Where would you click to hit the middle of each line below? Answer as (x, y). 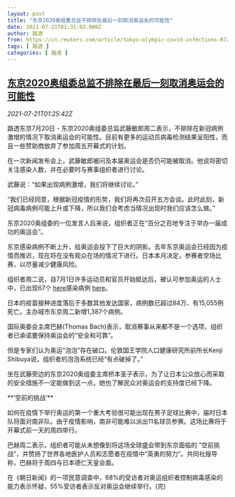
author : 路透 (25, 33)
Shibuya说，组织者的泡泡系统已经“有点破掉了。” (75, 359)
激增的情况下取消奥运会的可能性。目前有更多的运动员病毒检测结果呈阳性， (114, 137)
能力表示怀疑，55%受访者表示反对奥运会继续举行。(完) (87, 486)
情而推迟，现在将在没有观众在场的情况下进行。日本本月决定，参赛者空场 (111, 255)
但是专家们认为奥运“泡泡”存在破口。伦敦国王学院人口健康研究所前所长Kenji (115, 350)
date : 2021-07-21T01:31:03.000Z (54, 27)
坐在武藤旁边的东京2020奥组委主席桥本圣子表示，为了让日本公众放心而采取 (116, 373)
